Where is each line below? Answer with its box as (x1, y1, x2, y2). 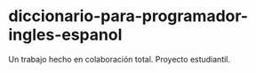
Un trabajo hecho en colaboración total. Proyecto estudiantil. (8, 54, 231, 64)
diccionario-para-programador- (8, 6, 249, 26)
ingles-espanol (8, 25, 123, 45)
